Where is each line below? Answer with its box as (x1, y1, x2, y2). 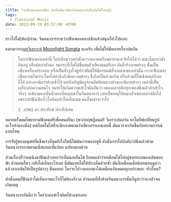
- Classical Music (10, 17, 50, 22)
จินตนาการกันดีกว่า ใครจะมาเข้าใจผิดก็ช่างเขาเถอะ (5, 192, 88, 198)
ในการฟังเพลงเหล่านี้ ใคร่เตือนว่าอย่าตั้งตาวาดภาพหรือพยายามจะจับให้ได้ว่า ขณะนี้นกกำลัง (17, 56, 165, 62)
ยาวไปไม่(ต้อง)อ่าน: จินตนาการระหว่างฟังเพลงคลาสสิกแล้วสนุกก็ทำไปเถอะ (5, 36, 128, 42)
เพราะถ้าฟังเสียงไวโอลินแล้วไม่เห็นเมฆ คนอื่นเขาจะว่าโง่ (17, 96, 109, 103)
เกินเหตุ (5, 182, 18, 188)
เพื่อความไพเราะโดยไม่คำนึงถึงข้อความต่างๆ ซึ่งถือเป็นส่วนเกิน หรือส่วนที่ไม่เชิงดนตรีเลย (17, 73, 162, 80)
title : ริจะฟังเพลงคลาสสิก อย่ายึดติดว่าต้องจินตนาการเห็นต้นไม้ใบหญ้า (5, 7, 112, 13)
